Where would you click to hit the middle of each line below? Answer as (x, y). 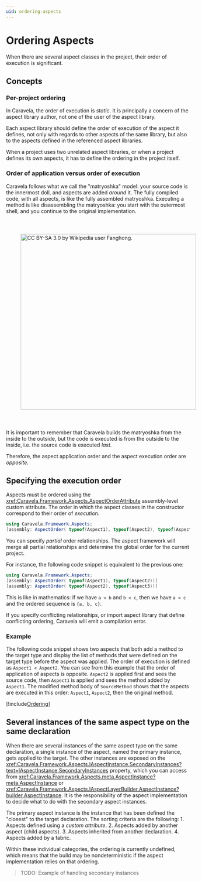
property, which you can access (148, 770)
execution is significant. (34, 63)
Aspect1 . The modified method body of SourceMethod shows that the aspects (97, 687)
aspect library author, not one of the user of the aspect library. (81, 117)
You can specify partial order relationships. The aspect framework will (90, 541)
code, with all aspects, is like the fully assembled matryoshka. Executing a (95, 198)
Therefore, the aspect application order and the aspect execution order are (96, 456)
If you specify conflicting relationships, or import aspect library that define (95, 615)
